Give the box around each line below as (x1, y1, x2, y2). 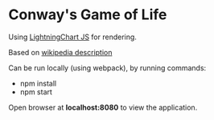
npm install (19, 78, 57, 88)
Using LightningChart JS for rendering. (8, 32, 137, 42)
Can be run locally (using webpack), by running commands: (8, 62, 207, 73)
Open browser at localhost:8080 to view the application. (8, 102, 198, 112)
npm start (19, 86, 52, 97)
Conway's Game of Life (8, 6, 167, 24)
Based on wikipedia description (8, 47, 113, 57)
